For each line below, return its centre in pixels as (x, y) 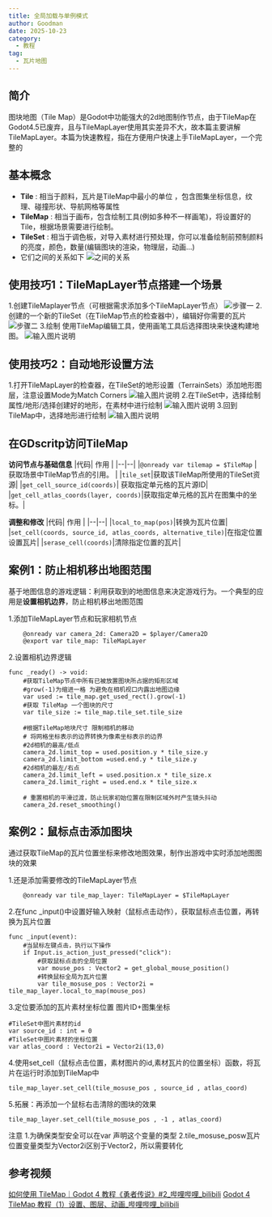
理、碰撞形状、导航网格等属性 (70, 206)
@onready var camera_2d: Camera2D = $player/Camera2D (115, 634)
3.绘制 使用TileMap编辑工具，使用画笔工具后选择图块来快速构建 (146, 326)
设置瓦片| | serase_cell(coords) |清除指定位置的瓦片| (95, 542)
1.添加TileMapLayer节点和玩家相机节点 (73, 618)
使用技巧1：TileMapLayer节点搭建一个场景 (115, 284)
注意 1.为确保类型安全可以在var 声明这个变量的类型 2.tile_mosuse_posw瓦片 (134, 1135)
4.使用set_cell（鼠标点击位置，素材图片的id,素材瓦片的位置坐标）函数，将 (131, 1062)
